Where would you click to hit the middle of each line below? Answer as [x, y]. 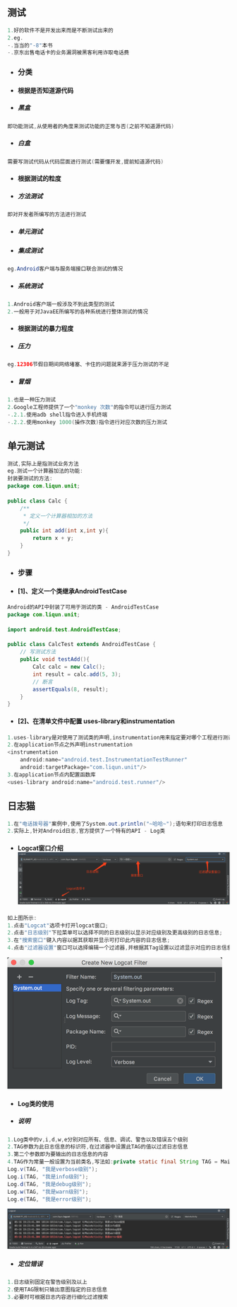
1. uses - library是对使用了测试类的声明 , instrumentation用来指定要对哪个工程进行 [115, 737]
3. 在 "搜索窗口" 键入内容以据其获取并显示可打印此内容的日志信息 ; [89, 940]
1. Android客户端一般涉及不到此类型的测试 [61, 304]
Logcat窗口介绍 [40, 848]
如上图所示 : [22, 918]
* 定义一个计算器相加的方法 [58, 516]
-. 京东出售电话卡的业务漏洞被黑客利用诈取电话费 [68, 53]
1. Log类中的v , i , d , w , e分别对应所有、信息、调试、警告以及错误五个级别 [98, 1139]
